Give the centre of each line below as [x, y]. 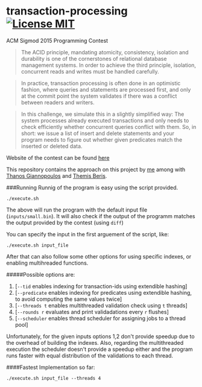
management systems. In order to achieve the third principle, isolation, [109, 65]
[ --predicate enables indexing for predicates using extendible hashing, [103, 292]
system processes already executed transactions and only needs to [105, 120]
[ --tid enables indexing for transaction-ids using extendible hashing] [101, 286]
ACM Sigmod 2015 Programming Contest [57, 40]
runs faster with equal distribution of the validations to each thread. [90, 355]
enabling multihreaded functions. [47, 263]
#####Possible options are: [41, 274]
